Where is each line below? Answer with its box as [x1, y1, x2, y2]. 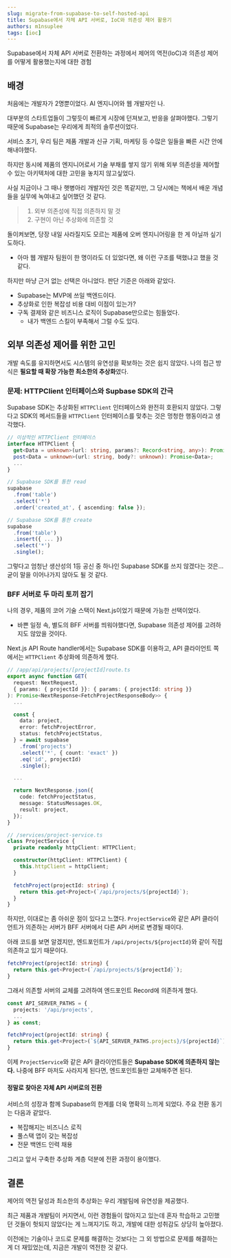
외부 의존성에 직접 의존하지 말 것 [34, 207, 121, 216]
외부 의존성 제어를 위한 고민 [7, 339, 115, 351]
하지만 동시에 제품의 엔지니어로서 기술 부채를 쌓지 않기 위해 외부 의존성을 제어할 [7, 160, 220, 169]
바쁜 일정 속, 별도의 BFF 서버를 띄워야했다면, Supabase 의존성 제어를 [16, 621, 203, 629]
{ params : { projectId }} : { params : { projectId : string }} [13, 686, 192, 693]
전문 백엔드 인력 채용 [16, 1140, 73, 1149]
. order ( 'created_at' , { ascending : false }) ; [13, 504, 146, 511]
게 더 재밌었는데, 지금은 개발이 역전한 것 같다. [7, 1244, 129, 1252]
